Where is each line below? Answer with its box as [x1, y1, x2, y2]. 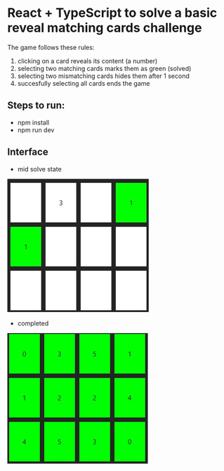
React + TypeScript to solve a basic [7, 5, 218, 21]
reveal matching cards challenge [7, 20, 202, 36]
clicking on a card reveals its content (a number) [17, 56, 158, 65]
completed [17, 318, 49, 328]
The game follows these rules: [7, 43, 95, 51]
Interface [7, 146, 48, 158]
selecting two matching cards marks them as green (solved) [17, 64, 192, 72]
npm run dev [17, 125, 55, 134]
